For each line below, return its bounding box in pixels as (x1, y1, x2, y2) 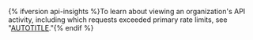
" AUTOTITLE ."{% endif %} (8, 24, 94, 32)
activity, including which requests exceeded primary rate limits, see (8, 15, 228, 24)
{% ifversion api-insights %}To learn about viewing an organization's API (8, 7, 246, 16)
